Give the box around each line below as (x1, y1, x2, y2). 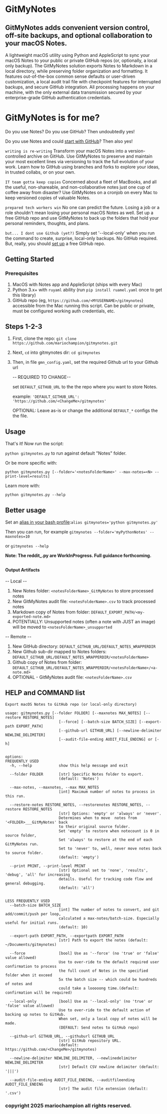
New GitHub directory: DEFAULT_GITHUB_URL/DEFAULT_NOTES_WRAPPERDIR (12, 643, 156, 649)
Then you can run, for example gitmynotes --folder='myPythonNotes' (5, 529, 148, 535)
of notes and (5, 981, 32, 986)
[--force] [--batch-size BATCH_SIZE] (58, 719, 137, 724)
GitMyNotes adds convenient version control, (5, 23, 150, 32)
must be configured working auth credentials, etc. (12, 308, 116, 314)
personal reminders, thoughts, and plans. (5, 220, 90, 226)
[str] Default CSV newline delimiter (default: (58, 1064, 160, 1069)
